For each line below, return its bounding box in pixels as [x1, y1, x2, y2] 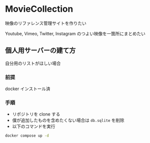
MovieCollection [5, 3, 73, 15]
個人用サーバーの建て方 [5, 47, 76, 55]
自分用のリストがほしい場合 [5, 60, 61, 66]
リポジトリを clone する [12, 111, 60, 117]
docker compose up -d [5, 133, 49, 138]
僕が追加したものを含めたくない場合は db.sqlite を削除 [12, 118, 125, 123]
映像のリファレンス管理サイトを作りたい [5, 20, 86, 26]
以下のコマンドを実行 [12, 123, 55, 129]
